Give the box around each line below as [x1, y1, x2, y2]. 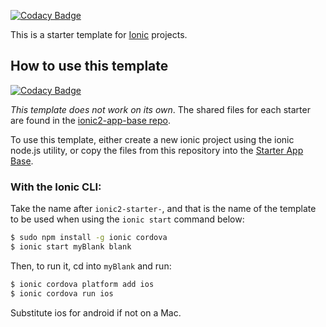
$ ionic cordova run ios [10, 288, 114, 299]
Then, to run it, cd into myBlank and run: [10, 260, 172, 272]
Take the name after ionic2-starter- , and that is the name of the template [10, 203, 317, 215]
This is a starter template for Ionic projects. [10, 29, 188, 40]
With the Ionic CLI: [10, 180, 102, 194]
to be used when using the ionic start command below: [10, 213, 245, 225]
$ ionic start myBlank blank [10, 241, 132, 252]
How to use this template [10, 58, 169, 75]
